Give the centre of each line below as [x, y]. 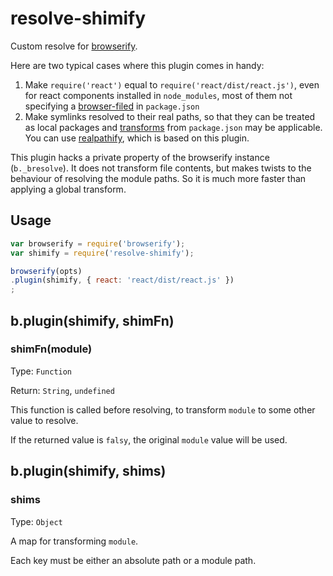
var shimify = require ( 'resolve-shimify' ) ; [102, 253]
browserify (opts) [46, 271]
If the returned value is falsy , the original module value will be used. [149, 439]
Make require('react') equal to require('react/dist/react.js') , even [172, 84]
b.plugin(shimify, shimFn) [92, 320]
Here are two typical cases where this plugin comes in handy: [137, 65]
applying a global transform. [68, 189]
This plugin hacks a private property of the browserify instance [140, 157]
